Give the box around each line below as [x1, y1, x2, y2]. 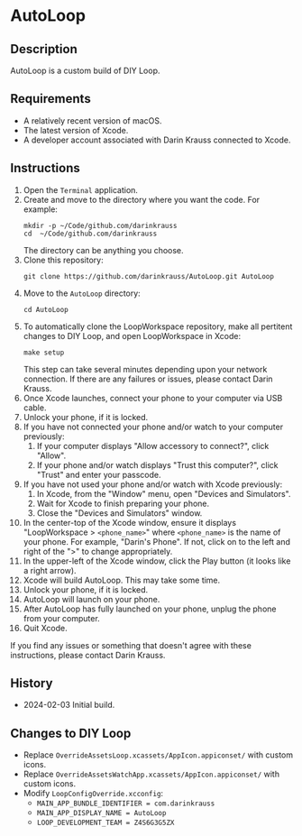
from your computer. [23, 612, 100, 623]
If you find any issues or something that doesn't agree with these [10, 639, 252, 650]
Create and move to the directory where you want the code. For [23, 194, 261, 205]
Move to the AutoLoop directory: [23, 288, 141, 299]
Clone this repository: [23, 254, 104, 265]
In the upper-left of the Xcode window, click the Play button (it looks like [23, 556, 291, 566]
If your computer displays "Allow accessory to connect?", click [36, 440, 270, 451]
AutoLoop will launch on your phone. [23, 593, 160, 604]
